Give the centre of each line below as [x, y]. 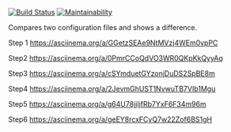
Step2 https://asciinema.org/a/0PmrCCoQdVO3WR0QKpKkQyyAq [116, 58]
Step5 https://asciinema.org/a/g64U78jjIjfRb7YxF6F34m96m [108, 104]
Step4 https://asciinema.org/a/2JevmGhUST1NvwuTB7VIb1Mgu [112, 89]
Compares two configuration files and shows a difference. [103, 27]
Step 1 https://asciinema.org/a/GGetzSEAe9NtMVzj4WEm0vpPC [113, 43]
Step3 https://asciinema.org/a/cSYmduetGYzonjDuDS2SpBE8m [112, 74]
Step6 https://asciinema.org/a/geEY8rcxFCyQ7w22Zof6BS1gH [110, 119]
